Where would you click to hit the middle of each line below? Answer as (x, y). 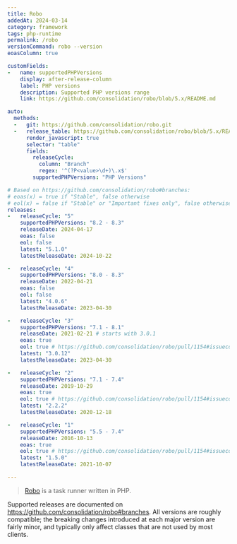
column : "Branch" (64, 164)
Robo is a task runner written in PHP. (78, 490)
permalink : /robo (33, 40)
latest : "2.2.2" (44, 406)
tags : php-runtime (34, 34)
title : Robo (25, 14)
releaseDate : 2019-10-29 (56, 386)
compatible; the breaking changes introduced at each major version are (111, 519)
